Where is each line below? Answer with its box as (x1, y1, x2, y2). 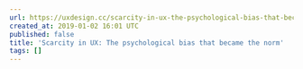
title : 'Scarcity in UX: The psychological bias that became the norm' (9, 38, 284, 47)
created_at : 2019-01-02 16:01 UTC (9, 22, 140, 30)
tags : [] (9, 47, 42, 56)
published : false (9, 30, 75, 39)
